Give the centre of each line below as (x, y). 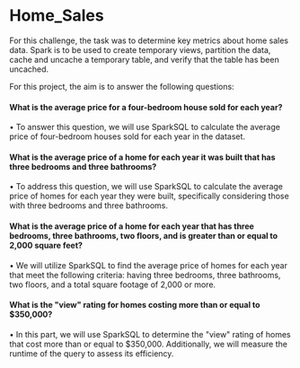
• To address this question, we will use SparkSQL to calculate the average (146, 187)
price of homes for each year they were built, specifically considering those (149, 196)
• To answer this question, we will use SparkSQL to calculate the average (145, 127)
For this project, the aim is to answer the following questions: (122, 86)
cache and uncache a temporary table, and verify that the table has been (145, 59)
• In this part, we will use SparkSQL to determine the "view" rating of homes (150, 334)
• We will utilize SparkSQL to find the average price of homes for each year (148, 265)
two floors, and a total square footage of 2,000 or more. (113, 285)
